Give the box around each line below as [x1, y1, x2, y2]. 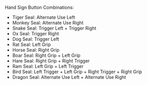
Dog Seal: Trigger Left [12, 36, 60, 42]
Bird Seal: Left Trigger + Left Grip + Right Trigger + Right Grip [12, 69, 142, 75]
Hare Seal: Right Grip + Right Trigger [12, 58, 90, 63]
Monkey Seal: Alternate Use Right [12, 20, 84, 26]
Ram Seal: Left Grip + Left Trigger [12, 63, 84, 69]
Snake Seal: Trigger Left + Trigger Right [12, 25, 97, 31]
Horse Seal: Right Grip [12, 47, 60, 53]
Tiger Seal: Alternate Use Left [12, 14, 75, 20]
